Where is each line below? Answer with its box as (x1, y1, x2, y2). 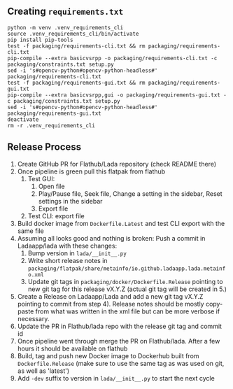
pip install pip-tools (7, 36, 73, 43)
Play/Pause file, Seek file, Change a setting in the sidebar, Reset (38, 189, 223, 198)
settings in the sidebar (38, 197, 103, 205)
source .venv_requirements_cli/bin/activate (7, 30, 139, 37)
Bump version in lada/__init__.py (27, 248, 127, 257)
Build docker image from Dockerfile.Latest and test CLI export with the (17, 219, 225, 227)
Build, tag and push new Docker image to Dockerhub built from (17, 351, 199, 360)
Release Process (7, 141, 82, 153)
